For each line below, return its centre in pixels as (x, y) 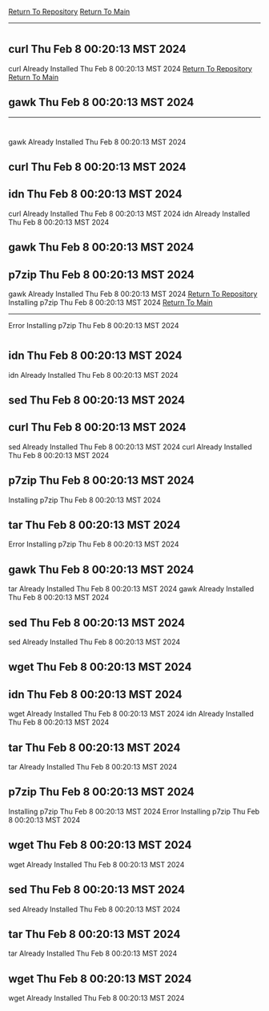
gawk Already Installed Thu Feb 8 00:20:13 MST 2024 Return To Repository (133, 294)
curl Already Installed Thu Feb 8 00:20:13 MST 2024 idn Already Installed (129, 213)
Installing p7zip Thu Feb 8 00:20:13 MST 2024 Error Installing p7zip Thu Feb (134, 811)
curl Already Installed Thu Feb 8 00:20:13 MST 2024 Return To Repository (130, 68)
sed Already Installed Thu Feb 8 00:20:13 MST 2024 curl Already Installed (130, 447)
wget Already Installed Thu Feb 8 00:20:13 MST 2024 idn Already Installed (131, 714)
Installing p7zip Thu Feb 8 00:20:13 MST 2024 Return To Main (111, 302)
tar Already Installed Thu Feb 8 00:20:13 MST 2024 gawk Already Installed (131, 589)
